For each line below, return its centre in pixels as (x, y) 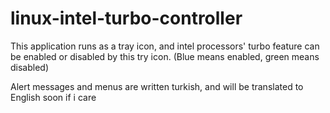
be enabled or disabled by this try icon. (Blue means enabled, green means (165, 56)
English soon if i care (53, 97)
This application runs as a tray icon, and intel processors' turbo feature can (165, 46)
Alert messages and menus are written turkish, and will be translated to (157, 86)
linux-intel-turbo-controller (126, 18)
